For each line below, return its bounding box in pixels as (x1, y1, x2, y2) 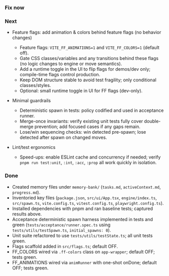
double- (144, 118, 161, 125)
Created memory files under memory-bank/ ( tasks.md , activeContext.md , (12, 183, 161, 190)
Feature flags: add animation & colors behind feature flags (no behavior (12, 29, 161, 36)
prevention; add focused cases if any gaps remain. (34, 124, 141, 130)
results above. (12, 210, 42, 217)
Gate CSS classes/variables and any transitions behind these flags (19, 55, 159, 62)
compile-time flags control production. (19, 72, 100, 78)
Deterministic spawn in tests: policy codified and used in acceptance (19, 107, 164, 113)
